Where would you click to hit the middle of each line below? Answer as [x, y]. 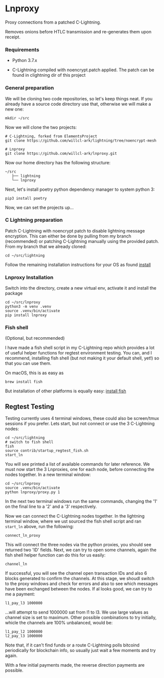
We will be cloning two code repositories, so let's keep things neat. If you [79, 98]
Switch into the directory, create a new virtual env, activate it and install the [81, 288]
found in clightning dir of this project [49, 75]
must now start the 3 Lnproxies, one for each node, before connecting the [80, 470]
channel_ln [16, 564]
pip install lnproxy [26, 315]
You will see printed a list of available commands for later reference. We [78, 464]
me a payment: [20, 594]
